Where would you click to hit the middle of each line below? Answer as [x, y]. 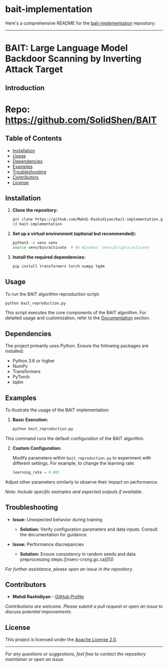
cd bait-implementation [37, 224]
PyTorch [21, 377]
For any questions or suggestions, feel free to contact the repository [75, 654]
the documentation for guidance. [54, 534]
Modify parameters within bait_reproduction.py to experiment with [82, 458]
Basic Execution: [30, 420]
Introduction [25, 88]
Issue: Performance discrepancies [48, 544]
